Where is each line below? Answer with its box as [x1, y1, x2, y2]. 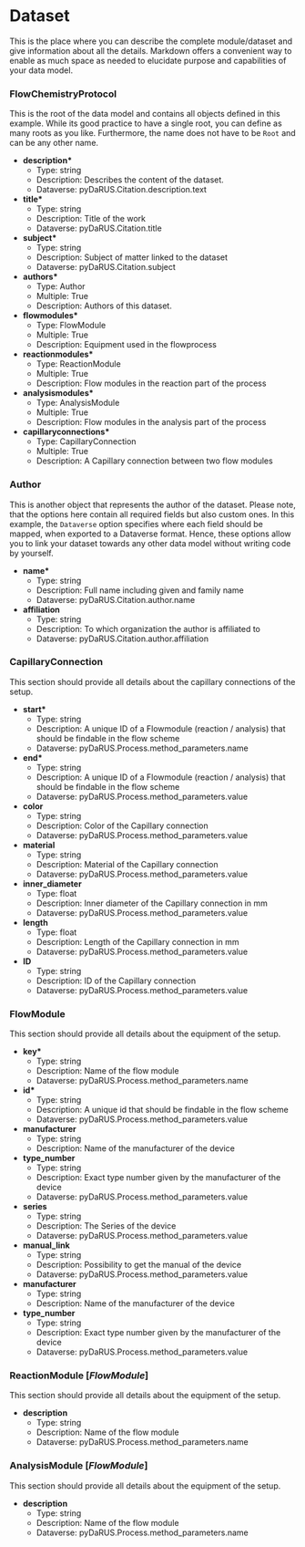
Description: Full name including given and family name [36, 585, 244, 596]
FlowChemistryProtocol [9, 88, 117, 100]
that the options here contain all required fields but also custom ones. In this [9, 508, 295, 520]
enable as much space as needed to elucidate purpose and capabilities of [9, 55, 287, 66]
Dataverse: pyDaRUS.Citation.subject [36, 262, 176, 273]
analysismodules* [22, 388, 94, 399]
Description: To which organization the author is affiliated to [36, 623, 261, 634]
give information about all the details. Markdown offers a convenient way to [9, 45, 292, 56]
